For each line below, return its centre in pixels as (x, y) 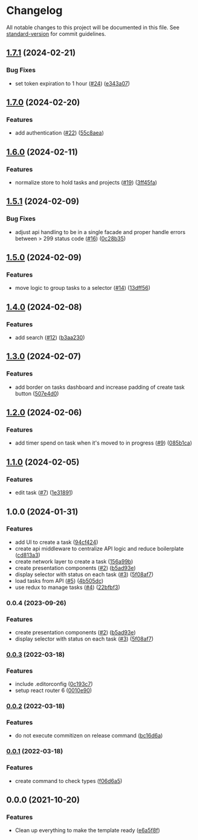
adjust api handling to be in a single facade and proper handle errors (100, 232)
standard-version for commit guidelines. (56, 33)
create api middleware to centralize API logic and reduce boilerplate (99, 548)
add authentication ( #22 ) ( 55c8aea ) (59, 133)
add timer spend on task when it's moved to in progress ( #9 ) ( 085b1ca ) (104, 443)
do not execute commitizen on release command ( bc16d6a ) (89, 736)
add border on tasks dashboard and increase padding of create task (100, 387)
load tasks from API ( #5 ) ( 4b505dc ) (59, 580)
